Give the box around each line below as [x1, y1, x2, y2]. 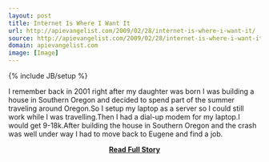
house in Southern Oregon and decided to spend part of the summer [8, 95, 235, 104]
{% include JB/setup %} [8, 71, 88, 80]
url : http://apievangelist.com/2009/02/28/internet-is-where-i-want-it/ [8, 26, 256, 34]
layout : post [8, 11, 52, 20]
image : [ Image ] [8, 49, 59, 57]
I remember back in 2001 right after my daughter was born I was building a [8, 87, 255, 96]
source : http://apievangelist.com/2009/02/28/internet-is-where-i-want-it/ [8, 34, 267, 43]
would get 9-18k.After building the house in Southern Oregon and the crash [8, 121, 257, 130]
